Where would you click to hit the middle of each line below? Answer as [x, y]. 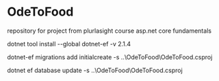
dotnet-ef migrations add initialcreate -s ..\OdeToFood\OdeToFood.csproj [110, 57]
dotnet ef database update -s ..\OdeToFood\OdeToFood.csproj [95, 70]
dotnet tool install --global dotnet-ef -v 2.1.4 [69, 44]
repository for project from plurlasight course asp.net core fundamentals [109, 31]
